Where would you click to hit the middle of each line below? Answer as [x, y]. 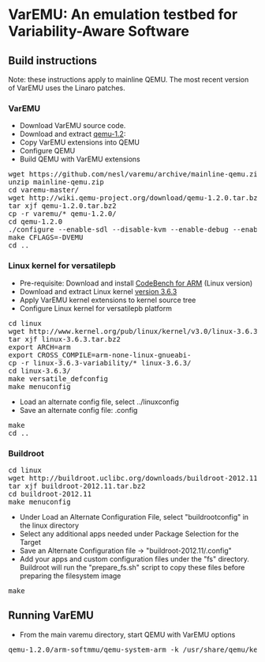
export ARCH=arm [39, 347]
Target [30, 542]
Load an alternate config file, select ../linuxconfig [99, 402]
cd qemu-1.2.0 [35, 222]
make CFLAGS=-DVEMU [46, 238]
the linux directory [49, 525]
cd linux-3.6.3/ [39, 371]
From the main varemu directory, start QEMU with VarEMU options [127, 634]
